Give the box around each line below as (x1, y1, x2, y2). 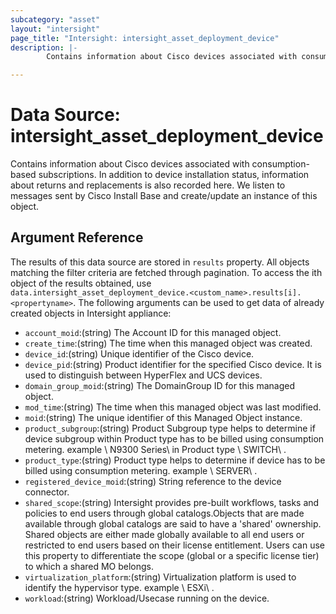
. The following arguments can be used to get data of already (73, 296, 325, 308)
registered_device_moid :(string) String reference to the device (24, 475, 282, 487)
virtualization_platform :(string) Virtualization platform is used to (24, 571, 297, 583)
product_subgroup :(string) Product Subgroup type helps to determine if (24, 422, 316, 434)
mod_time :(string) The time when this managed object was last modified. (24, 401, 322, 413)
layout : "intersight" (10, 24, 101, 34)
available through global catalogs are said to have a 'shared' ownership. (24, 517, 322, 530)
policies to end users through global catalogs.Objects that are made (24, 507, 305, 519)
